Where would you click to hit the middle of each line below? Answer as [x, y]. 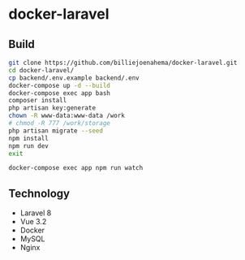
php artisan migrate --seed [56, 131]
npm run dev [28, 146]
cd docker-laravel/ [41, 70]
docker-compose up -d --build [60, 85]
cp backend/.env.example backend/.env [74, 78]
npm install [28, 138]
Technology [39, 193]
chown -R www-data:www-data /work [67, 116]
